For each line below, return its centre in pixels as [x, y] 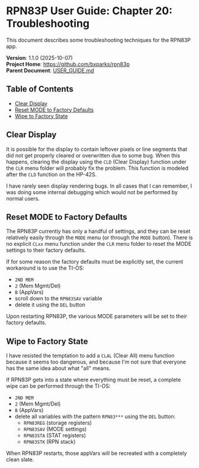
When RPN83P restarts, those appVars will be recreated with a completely [97, 453]
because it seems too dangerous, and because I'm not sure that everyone [96, 362]
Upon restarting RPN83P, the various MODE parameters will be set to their [97, 317]
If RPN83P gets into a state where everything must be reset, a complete [94, 380]
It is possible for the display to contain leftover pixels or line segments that [97, 149]
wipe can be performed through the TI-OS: [58, 386]
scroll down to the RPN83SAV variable [58, 299]
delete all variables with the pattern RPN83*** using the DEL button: [95, 416]
